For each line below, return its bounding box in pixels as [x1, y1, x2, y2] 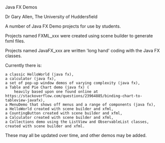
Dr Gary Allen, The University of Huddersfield [5, 14, 98, 19]
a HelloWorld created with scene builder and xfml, [5, 107, 114, 111]
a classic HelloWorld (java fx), [5, 72, 74, 77]
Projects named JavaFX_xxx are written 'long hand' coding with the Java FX [5, 48, 160, 53]
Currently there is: [5, 63, 42, 68]
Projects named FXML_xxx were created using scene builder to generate [5, 33, 153, 38]
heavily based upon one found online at [14, 89, 98, 94]
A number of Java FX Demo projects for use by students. [5, 23, 121, 29]
